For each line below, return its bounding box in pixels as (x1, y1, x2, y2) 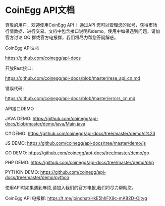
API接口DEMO (5, 105, 34, 111)
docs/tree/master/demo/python (5, 174, 69, 180)
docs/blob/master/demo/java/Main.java (5, 120, 86, 127)
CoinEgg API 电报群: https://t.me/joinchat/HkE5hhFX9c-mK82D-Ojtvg (5, 195, 147, 201)
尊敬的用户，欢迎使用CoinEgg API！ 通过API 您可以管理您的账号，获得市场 (5, 22, 158, 28)
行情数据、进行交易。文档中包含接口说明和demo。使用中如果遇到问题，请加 (5, 28, 160, 34)
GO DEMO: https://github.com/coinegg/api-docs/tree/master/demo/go (5, 150, 150, 156)
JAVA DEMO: (5, 115, 32, 121)
